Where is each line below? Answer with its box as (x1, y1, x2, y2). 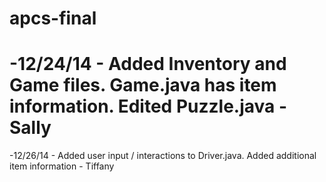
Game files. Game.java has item (9, 74, 277, 97)
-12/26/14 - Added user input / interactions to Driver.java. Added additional (9, 150, 317, 162)
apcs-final (9, 7, 97, 30)
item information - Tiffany (9, 160, 115, 172)
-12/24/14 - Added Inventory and (9, 53, 287, 76)
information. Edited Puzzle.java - (9, 95, 288, 118)
